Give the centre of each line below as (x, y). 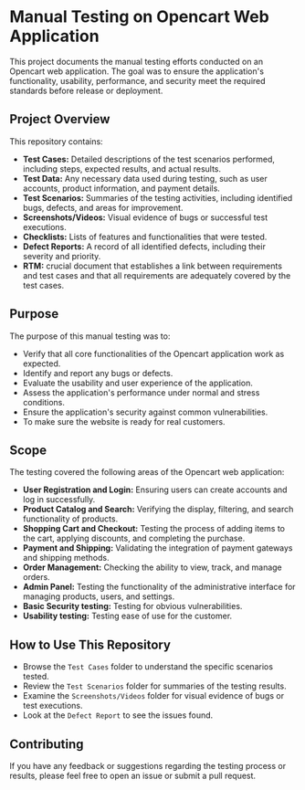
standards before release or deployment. (86, 90)
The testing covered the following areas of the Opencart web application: (147, 472)
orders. (36, 577)
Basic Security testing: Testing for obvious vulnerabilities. (132, 606)
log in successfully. (59, 500)
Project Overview (60, 119)
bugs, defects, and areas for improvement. (103, 207)
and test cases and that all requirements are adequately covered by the (157, 275)
